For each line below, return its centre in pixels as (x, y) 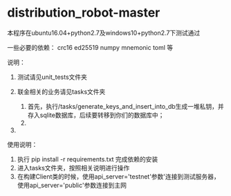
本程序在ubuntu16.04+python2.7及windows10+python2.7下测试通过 (104, 33)
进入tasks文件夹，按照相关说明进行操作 (73, 168)
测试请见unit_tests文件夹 (52, 77)
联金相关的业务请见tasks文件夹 (61, 91)
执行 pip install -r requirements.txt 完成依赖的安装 (87, 159)
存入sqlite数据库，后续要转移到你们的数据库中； (96, 115)
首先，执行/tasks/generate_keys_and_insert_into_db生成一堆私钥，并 (126, 106)
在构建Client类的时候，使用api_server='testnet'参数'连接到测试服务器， (118, 176)
